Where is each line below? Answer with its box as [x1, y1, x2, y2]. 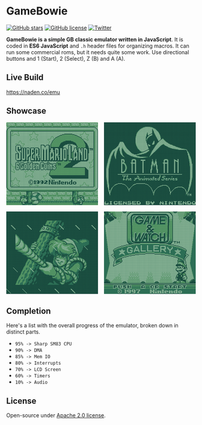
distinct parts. [6, 328, 41, 335]
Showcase [6, 106, 47, 116]
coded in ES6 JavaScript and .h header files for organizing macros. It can [6, 42, 189, 49]
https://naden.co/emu [6, 88, 60, 96]
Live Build [6, 72, 44, 82]
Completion [6, 306, 51, 316]
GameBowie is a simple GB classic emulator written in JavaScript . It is [6, 36, 183, 43]
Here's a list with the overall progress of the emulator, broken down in [6, 322, 179, 329]
